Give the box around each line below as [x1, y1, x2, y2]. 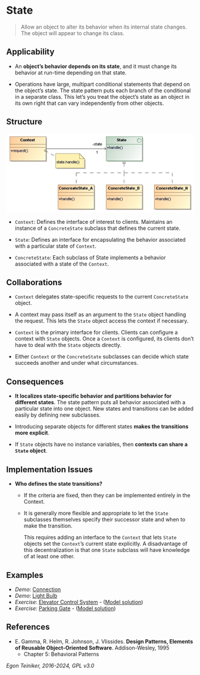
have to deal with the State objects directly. [14, 342, 122, 349]
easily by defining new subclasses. [14, 411, 101, 418]
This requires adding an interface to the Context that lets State [23, 534, 177, 541]
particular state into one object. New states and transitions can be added [14, 405, 193, 412]
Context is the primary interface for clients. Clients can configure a [14, 329, 178, 336]
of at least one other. [23, 553, 75, 560]
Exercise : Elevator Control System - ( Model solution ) [14, 598, 143, 605]
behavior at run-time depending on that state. [14, 69, 127, 76]
